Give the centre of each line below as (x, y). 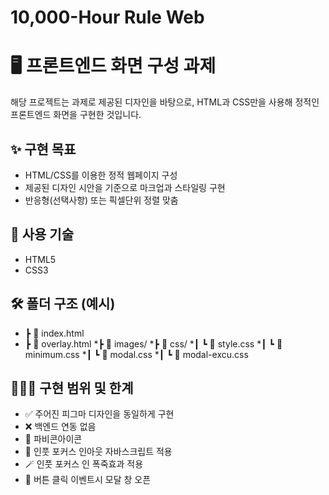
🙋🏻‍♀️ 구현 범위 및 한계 (72, 387)
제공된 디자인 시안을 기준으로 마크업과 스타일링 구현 (125, 187)
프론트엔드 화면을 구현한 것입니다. (76, 115)
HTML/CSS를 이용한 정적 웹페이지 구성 (101, 175)
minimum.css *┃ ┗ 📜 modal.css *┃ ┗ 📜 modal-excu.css (136, 354)
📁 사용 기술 (42, 234)
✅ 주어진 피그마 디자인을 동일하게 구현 (99, 414)
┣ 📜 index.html (54, 333)
